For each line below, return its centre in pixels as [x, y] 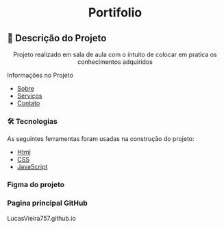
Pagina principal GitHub [47, 203]
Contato [28, 103]
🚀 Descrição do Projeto [57, 38]
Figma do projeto [36, 185]
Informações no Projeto [40, 75]
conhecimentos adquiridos [115, 62]
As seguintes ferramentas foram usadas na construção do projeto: [101, 139]
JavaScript [32, 167]
